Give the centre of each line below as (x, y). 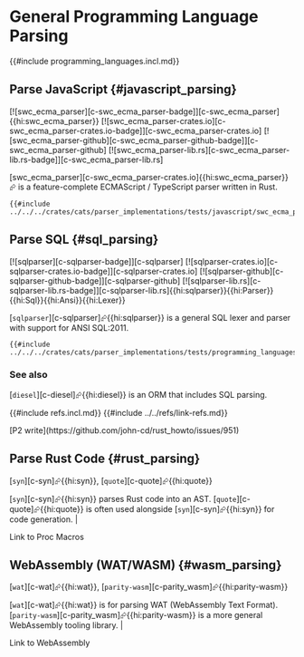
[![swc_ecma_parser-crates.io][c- (163, 121)
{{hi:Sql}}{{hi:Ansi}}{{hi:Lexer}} (67, 300)
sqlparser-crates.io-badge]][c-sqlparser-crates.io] (104, 271)
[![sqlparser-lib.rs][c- (222, 280)
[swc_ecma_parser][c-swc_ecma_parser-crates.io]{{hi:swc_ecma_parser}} (149, 177)
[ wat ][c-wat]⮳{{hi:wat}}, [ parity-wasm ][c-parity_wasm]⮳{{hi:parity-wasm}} (149, 587)
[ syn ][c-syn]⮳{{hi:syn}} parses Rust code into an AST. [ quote (123, 498)
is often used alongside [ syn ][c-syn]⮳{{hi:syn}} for (180, 508)
